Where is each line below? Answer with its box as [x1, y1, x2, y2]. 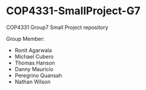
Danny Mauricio [14, 65, 54, 72]
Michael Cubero [14, 53, 54, 60]
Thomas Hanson [14, 59, 55, 66]
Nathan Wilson [14, 78, 51, 85]
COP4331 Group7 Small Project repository [6, 24, 108, 31]
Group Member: [6, 35, 45, 42]
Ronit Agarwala [14, 46, 52, 54]
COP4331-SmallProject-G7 [6, 4, 141, 18]
